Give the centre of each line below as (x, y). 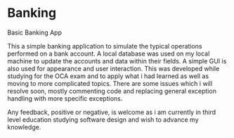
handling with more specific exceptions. (65, 98)
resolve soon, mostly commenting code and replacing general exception (112, 91)
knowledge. (24, 127)
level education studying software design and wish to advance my (103, 119)
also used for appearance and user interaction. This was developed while (113, 68)
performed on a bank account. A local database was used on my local (109, 54)
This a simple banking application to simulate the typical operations (105, 46)
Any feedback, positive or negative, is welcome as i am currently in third (112, 112)
